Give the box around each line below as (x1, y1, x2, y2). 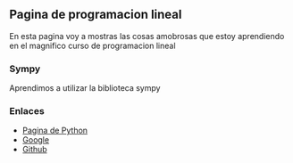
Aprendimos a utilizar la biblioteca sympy (9, 83, 161, 94)
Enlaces (9, 105, 45, 118)
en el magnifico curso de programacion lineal (9, 40, 176, 51)
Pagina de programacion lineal (9, 7, 182, 22)
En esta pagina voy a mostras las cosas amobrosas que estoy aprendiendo (9, 30, 285, 41)
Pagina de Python (21, 125, 88, 136)
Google (21, 134, 50, 145)
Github (21, 144, 47, 155)
